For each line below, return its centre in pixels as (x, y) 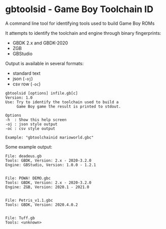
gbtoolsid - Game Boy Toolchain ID (79, 9)
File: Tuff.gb (20, 218)
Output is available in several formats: (45, 63)
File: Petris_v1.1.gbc (29, 200)
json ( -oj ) (23, 78)
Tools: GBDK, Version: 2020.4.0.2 (42, 205)
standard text (26, 73)
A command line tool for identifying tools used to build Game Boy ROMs (80, 23)
